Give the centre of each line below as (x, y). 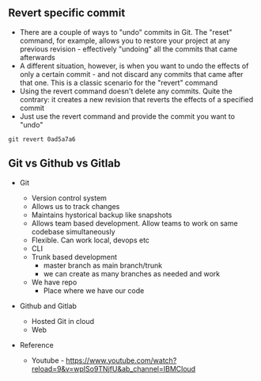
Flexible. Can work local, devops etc (91, 240)
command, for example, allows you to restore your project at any (125, 40)
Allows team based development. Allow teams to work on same (135, 223)
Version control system (69, 198)
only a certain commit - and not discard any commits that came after (131, 74)
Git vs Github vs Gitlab (64, 164)
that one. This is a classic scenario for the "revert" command (119, 82)
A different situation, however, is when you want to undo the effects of (134, 66)
